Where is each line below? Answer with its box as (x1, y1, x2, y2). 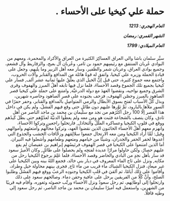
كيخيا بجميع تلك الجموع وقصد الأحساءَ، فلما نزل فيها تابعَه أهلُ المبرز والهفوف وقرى (10, 82, 164, 88)
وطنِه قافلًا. (144, 190, 164, 196)
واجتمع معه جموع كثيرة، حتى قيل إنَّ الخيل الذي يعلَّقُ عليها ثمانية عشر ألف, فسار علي (5, 77, 164, 83)
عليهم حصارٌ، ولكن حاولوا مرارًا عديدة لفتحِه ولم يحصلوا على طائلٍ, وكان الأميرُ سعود (8, 147, 164, 153)
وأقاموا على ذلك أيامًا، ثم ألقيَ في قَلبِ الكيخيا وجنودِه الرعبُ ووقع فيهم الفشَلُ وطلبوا (6, 169, 164, 175)
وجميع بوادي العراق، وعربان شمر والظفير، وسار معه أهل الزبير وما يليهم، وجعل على (8, 66, 164, 72)
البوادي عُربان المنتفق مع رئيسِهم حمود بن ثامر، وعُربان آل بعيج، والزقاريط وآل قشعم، (5, 60, 164, 66)
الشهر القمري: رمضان (123, 32, 164, 39)
